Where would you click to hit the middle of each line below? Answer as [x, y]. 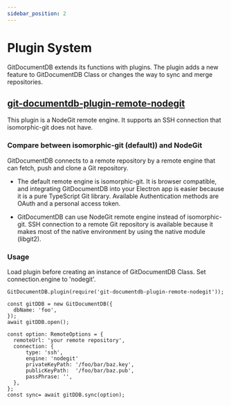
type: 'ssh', [44, 352]
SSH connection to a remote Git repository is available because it [120, 224]
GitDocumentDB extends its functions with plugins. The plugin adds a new [113, 67]
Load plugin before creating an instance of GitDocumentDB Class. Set [107, 271]
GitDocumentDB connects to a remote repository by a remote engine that [111, 161]
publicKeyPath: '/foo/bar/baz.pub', [80, 370]
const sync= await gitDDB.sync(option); [66, 395]
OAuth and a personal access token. [69, 203]
